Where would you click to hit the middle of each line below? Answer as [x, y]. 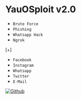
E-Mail [20, 82]
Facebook [22, 60]
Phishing [22, 29]
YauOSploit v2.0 [40, 9]
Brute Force [25, 24]
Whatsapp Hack [28, 35]
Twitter [21, 76]
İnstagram [23, 65]
